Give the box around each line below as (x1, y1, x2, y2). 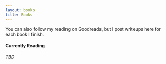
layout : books (5, 7, 36, 13)
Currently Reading (5, 43, 45, 49)
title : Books (5, 12, 33, 17)
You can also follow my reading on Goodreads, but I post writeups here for (5, 26, 161, 32)
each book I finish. (5, 31, 44, 37)
